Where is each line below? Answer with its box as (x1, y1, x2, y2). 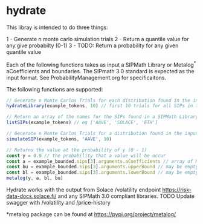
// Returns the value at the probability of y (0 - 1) (6, 147, 147, 153)
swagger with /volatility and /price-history (6, 199, 111, 206)
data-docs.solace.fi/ (6, 193, 57, 200)
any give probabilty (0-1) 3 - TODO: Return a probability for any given (6, 42, 179, 49)
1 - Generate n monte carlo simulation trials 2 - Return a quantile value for (6, 35, 189, 42)
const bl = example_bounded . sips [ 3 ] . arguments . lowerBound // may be (6, 170, 182, 176)
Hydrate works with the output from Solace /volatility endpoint (6, 186, 161, 194)
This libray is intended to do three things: (6, 24, 108, 31)
